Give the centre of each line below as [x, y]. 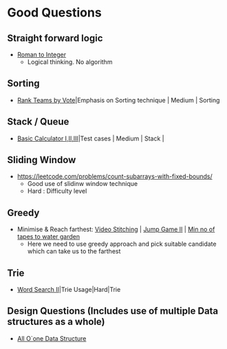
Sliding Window [42, 160]
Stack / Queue [38, 122]
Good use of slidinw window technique [83, 184]
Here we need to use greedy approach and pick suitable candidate [122, 244]
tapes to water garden [48, 237]
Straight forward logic [55, 38]
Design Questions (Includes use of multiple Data [113, 311]
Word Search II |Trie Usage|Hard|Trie [69, 290]
